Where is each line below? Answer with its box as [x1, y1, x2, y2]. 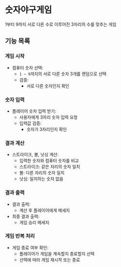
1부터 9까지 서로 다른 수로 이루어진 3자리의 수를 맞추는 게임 [5, 21, 117, 27]
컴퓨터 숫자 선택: [12, 65, 44, 70]
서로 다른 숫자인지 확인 [26, 83, 70, 89]
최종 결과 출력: [12, 213, 40, 219]
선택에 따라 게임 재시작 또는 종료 [19, 257, 80, 263]
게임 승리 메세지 [19, 219, 49, 225]
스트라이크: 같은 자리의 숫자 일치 [19, 164, 80, 170]
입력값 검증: [19, 120, 42, 126]
